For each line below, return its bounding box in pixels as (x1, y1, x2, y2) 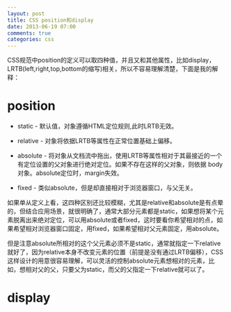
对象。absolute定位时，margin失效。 (17, 169, 123, 177)
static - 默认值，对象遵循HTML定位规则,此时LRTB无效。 (17, 122, 178, 131)
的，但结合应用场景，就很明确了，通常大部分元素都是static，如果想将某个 (7, 207, 218, 215)
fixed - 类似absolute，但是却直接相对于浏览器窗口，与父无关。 (17, 183, 197, 192)
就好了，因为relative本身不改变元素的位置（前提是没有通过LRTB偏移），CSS (7, 248, 224, 256)
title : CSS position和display (7, 17, 94, 24)
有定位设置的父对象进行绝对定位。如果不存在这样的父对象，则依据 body (17, 161, 223, 169)
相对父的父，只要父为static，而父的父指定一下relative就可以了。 (25, 265, 209, 274)
